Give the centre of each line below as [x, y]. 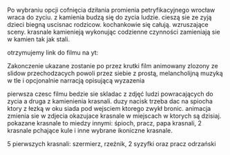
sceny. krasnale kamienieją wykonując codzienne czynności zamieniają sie [114, 32]
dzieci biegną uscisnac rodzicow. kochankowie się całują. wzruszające [108, 24]
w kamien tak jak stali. [39, 39]
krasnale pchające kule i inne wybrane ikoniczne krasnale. [90, 131]
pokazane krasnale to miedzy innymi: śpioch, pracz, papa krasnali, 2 [105, 123]
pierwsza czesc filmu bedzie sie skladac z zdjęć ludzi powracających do [110, 94]
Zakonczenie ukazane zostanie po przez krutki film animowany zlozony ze [113, 66]
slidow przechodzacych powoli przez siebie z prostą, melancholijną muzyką [115, 73]
